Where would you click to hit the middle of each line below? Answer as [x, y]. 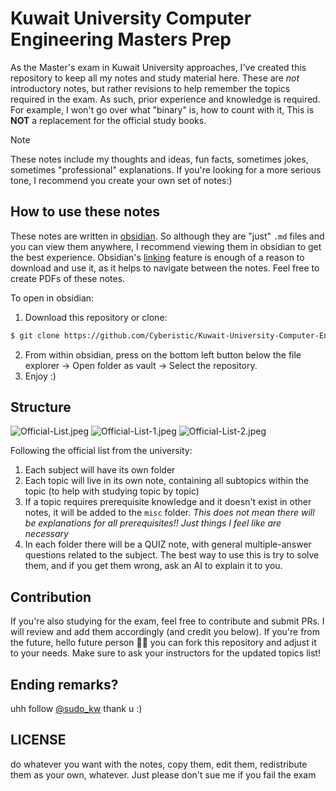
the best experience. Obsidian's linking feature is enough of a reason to [157, 257]
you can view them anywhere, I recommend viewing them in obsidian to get [166, 246]
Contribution [51, 597]
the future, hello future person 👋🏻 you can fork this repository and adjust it [163, 643]
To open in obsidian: [52, 298]
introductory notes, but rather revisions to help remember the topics [150, 88]
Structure [41, 407]
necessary [46, 534]
